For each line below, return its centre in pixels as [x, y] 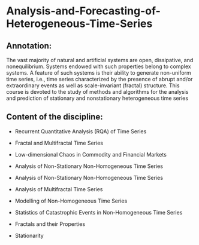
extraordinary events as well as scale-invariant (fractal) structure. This [93, 85]
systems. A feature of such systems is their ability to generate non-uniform [99, 73]
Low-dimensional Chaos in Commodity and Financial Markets [91, 154]
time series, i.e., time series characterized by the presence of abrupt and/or [99, 79]
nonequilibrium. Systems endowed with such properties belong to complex [99, 66]
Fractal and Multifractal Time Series [59, 143]
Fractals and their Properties [50, 224]
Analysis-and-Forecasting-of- [83, 11]
